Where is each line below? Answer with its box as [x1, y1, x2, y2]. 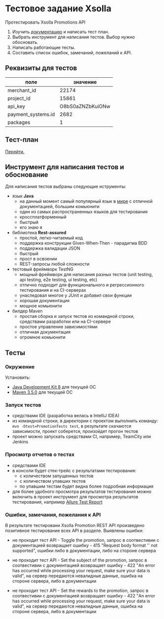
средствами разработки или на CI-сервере [19, 318, 111, 325]
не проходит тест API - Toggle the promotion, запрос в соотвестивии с [12, 537, 160, 543]
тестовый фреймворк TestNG [12, 266, 74, 272]
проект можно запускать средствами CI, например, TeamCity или [12, 433, 151, 439]
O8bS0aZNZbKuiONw [59, 103, 110, 110]
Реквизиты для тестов [5, 64, 77, 72]
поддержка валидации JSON [19, 246, 80, 251]
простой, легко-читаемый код [19, 235, 83, 241]
